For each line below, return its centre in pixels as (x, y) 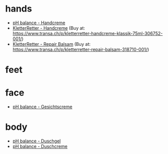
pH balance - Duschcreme (40, 146)
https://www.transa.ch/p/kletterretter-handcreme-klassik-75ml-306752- (88, 33)
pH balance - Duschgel (37, 141)
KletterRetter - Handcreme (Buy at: (49, 28)
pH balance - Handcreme (39, 23)
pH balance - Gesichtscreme (42, 107)
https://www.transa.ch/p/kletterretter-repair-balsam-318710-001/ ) (81, 49)
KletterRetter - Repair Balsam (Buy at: (51, 44)
